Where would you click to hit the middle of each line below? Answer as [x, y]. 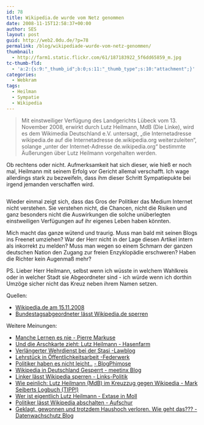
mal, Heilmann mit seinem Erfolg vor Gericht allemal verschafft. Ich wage [98, 171]
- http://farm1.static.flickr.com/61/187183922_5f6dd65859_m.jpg [97, 57]
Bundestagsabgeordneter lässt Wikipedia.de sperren [82, 314]
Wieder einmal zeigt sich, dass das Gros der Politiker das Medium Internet [99, 201]
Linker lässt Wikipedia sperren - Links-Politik [71, 376]
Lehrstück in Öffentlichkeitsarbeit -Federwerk [72, 357]
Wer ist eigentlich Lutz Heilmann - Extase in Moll [76, 396]
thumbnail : [20, 52]
